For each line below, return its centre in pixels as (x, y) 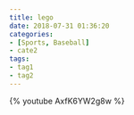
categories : (31, 34)
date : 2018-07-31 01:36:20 (59, 26)
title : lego (31, 17)
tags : (19, 59)
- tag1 (21, 68)
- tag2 (21, 76)
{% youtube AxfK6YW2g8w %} (67, 101)
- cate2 (24, 51)
